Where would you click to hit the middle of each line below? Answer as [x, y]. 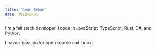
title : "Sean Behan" [26, 9]
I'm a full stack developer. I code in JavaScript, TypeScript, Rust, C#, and [78, 28]
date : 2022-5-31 [21, 14]
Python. [13, 33]
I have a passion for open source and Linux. [49, 42]
